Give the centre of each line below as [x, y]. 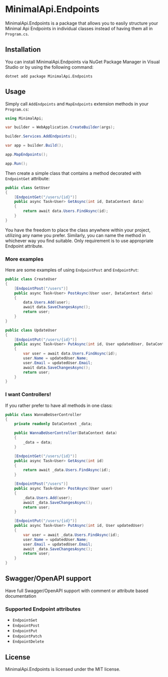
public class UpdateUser [31, 330]
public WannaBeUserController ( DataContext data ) [66, 433]
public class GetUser [28, 188]
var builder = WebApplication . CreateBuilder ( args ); [60, 127]
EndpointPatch [27, 636]
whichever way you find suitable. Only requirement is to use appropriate [79, 241]
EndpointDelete [28, 642]
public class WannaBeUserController [43, 415]
